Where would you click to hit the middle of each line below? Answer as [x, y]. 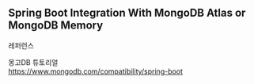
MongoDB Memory [56, 26]
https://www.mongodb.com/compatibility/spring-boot [96, 71]
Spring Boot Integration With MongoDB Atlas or [127, 13]
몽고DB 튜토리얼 [33, 62]
